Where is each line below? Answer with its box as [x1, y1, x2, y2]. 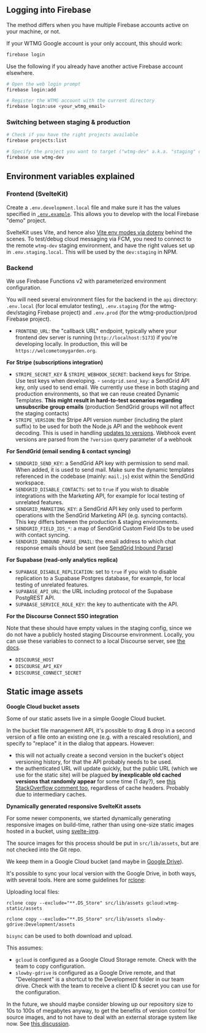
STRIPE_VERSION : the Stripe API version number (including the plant [15, 416, 183, 423]
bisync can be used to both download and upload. [6, 932, 133, 939]
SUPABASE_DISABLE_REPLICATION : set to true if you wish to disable [15, 567, 177, 575]
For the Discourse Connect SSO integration [6, 612, 118, 620]
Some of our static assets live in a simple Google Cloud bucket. [6, 715, 166, 722]
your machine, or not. [6, 28, 61, 35]
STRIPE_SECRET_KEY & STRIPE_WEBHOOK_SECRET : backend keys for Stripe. [15, 371, 191, 378]
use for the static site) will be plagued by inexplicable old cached [15, 771, 181, 778]
